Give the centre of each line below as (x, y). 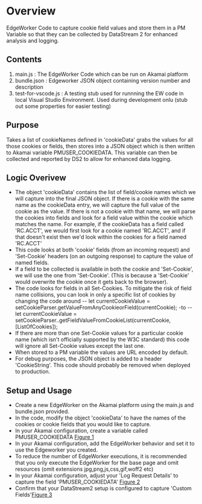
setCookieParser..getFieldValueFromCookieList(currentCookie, (93, 320)
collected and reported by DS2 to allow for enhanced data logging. (89, 159)
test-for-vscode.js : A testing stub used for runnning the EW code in (99, 93)
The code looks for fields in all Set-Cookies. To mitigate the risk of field (103, 288)
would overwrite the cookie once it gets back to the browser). (91, 282)
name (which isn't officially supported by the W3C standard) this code (102, 339)
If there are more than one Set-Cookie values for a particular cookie (99, 333)
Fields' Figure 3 (33, 495)
